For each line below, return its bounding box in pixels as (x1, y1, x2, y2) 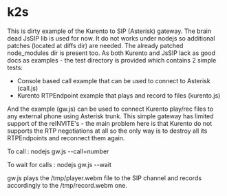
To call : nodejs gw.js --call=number (7, 147, 109, 155)
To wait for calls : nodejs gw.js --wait (7, 160, 111, 168)
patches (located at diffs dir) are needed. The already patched (7, 41, 184, 50)
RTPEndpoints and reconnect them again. (7, 133, 125, 142)
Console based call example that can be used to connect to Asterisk (17, 76, 211, 85)
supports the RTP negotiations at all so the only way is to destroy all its (7, 127, 208, 135)
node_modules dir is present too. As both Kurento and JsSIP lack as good (7, 49, 215, 57)
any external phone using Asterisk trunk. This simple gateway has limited (7, 111, 214, 120)
